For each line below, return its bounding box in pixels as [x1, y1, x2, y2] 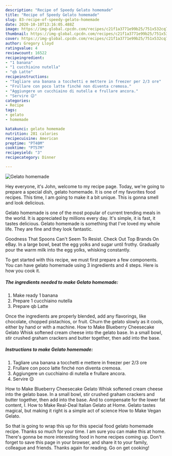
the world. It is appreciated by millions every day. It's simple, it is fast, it [5, 215, 156, 221]
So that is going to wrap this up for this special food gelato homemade [5, 423, 154, 429]
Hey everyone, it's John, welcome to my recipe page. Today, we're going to [5, 183, 165, 190]
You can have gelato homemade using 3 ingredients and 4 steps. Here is [5, 262, 159, 268]
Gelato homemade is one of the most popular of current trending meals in [5, 210, 161, 216]
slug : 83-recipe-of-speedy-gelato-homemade [5, 17, 100, 22]
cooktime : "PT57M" [5, 146, 45, 151]
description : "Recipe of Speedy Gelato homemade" [5, 7, 114, 13]
